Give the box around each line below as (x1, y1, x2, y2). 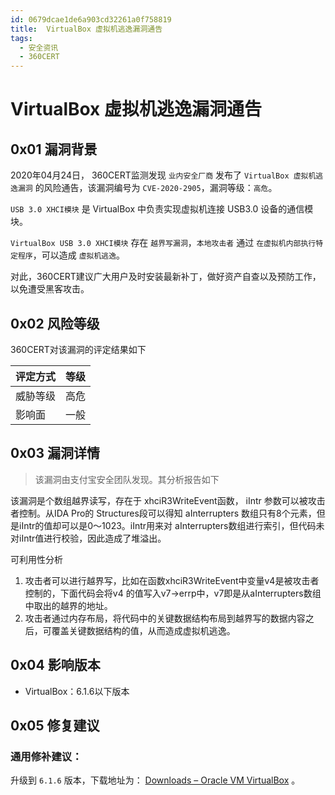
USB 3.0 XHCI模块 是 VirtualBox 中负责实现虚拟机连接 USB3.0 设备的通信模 (10, 203, 314, 215)
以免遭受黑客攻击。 (10, 283, 90, 295)
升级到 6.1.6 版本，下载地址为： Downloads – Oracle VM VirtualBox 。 (10, 774, 301, 786)
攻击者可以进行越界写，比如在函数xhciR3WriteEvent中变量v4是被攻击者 (24, 574, 320, 586)
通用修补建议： (10, 749, 83, 763)
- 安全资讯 (19, 42, 59, 53)
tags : (10, 33, 33, 43)
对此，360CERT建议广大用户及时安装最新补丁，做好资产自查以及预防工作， (10, 271, 322, 283)
